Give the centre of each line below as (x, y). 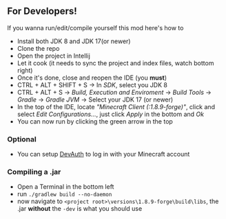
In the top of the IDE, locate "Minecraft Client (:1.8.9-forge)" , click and (116, 106)
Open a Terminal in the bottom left (65, 187)
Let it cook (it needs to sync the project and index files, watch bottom (115, 63)
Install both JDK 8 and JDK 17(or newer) (74, 41)
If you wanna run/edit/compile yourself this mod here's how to (95, 27)
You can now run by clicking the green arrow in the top (95, 121)
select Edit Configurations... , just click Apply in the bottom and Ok (111, 114)
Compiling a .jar (34, 172)
